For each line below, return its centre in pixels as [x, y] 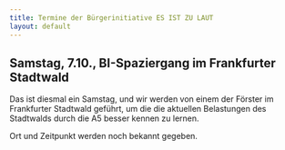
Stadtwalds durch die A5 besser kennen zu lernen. [104, 118]
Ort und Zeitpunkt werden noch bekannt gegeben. [104, 136]
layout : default [40, 26]
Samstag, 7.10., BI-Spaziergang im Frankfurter [142, 63]
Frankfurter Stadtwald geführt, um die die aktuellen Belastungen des [138, 109]
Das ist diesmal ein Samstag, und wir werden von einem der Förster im [142, 99]
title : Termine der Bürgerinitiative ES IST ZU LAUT [112, 18]
